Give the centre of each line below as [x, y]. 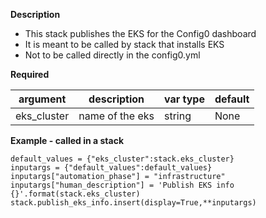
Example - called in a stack [67, 140]
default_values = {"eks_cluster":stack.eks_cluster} [122, 159]
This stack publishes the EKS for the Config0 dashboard [140, 33]
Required [30, 74]
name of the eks [116, 116]
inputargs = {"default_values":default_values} [111, 168]
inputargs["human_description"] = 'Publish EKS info [122, 185]
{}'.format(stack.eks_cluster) [75, 194]
